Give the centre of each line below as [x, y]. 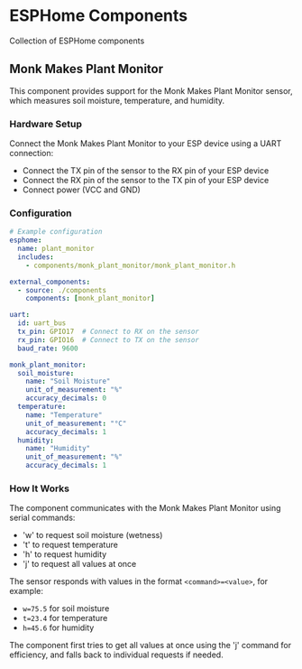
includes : [36, 257]
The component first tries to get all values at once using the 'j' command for [150, 646]
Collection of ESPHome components [77, 41]
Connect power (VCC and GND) [82, 190]
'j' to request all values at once [79, 564]
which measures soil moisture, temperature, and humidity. [117, 100]
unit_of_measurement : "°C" [76, 423]
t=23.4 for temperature [65, 618]
